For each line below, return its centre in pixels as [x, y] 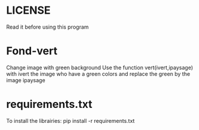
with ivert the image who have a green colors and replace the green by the [98, 74]
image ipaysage [26, 80]
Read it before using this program [47, 27]
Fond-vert [32, 51]
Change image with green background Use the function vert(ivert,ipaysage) [100, 67]
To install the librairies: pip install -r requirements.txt [70, 120]
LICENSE [28, 10]
